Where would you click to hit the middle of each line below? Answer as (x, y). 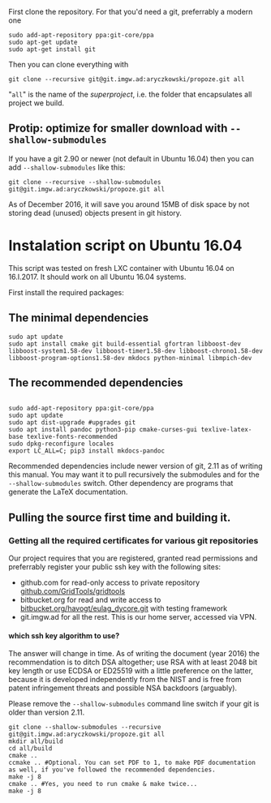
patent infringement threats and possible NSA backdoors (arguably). (123, 688)
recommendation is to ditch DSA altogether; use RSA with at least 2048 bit (133, 662)
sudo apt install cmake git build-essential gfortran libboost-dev (125, 344)
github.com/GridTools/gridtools (73, 591)
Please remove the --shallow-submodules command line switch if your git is (134, 704)
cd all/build (30, 749)
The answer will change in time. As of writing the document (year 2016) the (134, 654)
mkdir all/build (36, 741)
